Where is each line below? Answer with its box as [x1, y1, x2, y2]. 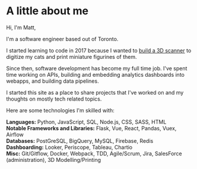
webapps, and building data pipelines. [6, 77, 99, 84]
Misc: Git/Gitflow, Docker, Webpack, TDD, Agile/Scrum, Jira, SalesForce [6, 150, 182, 157]
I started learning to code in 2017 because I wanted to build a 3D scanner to [6, 46, 192, 54]
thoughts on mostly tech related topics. [6, 95, 102, 102]
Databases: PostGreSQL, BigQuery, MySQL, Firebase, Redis [6, 137, 154, 144]
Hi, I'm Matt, [6, 24, 36, 31]
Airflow [6, 131, 24, 138]
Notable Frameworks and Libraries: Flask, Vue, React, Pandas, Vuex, [6, 124, 177, 132]
